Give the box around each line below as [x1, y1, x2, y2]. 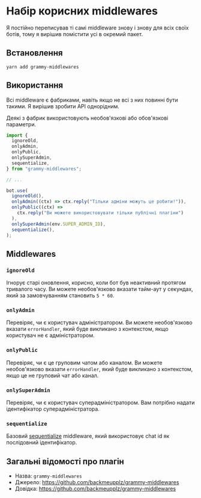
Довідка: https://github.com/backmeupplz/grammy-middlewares [14, 485, 176, 493]
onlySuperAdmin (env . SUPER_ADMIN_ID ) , [11, 221, 106, 227]
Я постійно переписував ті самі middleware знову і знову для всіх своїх [6, 24, 189, 31]
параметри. [6, 120, 37, 128]
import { [6, 132, 28, 138]
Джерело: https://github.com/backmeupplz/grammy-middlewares [14, 479, 179, 486]
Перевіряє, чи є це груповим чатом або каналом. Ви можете [6, 359, 163, 366]
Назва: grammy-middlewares [14, 472, 82, 479]
